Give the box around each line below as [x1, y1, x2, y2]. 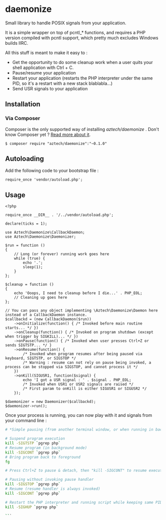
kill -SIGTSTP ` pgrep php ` [5, 441, 61, 446]
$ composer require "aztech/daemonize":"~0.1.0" [5, 141, 107, 146]
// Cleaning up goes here [14, 295, 68, 300]
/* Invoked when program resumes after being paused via [23, 351, 142, 357]
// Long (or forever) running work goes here [14, 252, 110, 257]
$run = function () [5, 243, 45, 248]
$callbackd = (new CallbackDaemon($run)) [5, 317, 92, 322]
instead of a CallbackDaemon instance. [5, 313, 87, 318]
